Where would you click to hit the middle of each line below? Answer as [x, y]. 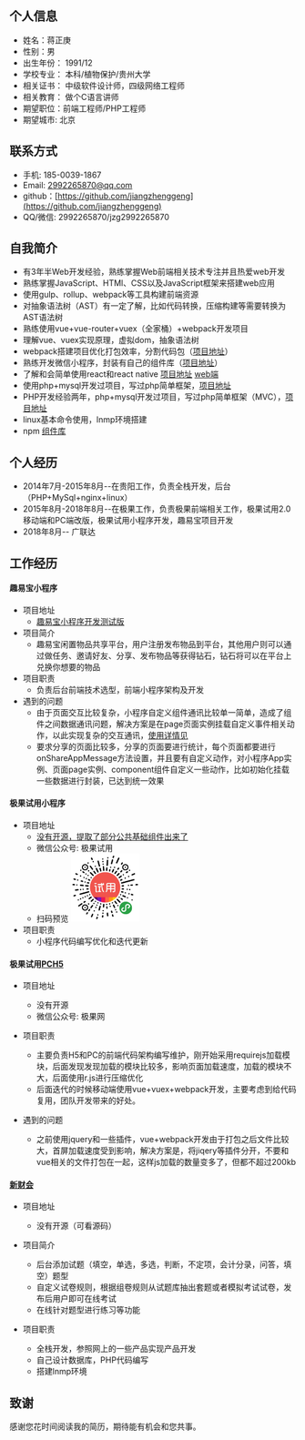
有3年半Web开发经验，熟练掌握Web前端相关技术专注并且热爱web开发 [154, 272]
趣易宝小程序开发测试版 [80, 621]
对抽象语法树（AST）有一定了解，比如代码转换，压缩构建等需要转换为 [154, 306]
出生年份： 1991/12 [57, 63]
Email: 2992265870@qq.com [77, 185]
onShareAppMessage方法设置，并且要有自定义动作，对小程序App [160, 757]
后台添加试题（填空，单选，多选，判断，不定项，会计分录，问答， [160, 1264]
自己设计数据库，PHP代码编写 [92, 1360]
